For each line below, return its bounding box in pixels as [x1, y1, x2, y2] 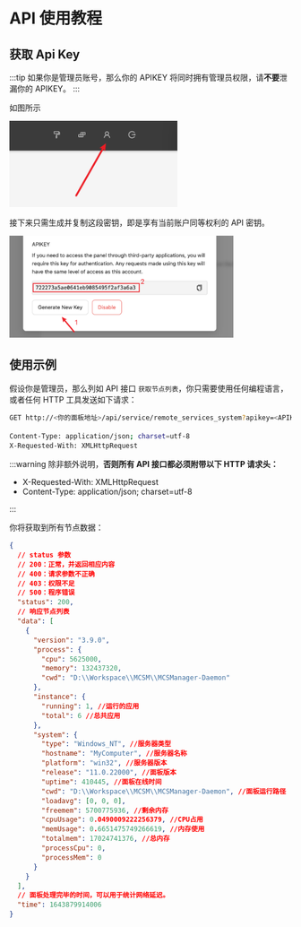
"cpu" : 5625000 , [41, 654, 102, 663]
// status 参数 [17, 550, 72, 559]
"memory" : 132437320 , [41, 664, 123, 673]
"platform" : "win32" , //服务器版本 [41, 758, 168, 767]
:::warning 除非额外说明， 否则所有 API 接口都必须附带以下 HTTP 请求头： [9, 459, 279, 470]
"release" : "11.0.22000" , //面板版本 [41, 768, 177, 777]
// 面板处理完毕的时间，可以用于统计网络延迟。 [17, 891, 170, 900]
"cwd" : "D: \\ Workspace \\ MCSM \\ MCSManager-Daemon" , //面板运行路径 [41, 786, 287, 796]
